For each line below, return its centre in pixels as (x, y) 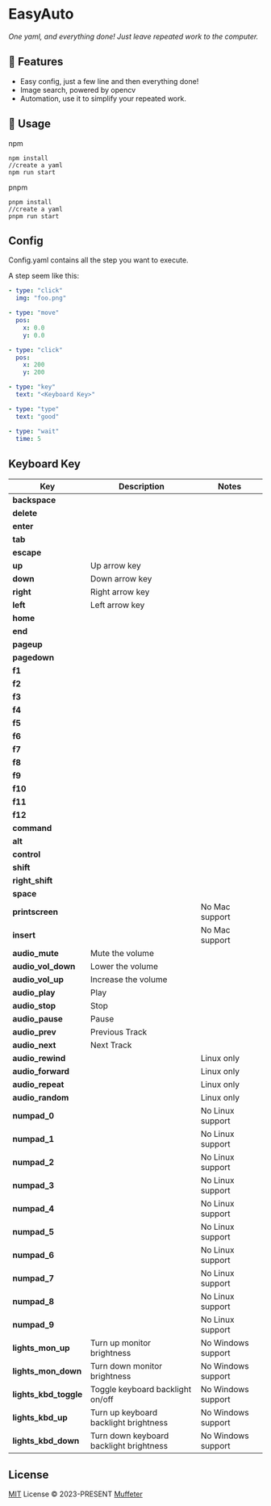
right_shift (33, 881)
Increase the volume (129, 980)
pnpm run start (34, 216)
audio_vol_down (44, 967)
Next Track (111, 1045)
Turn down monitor (126, 1366)
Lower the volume (124, 967)
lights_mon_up (41, 1348)
